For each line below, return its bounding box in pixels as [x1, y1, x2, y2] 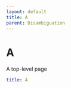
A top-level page [6, 65, 48, 72]
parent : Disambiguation [6, 20, 66, 26]
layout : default [6, 8, 47, 15]
